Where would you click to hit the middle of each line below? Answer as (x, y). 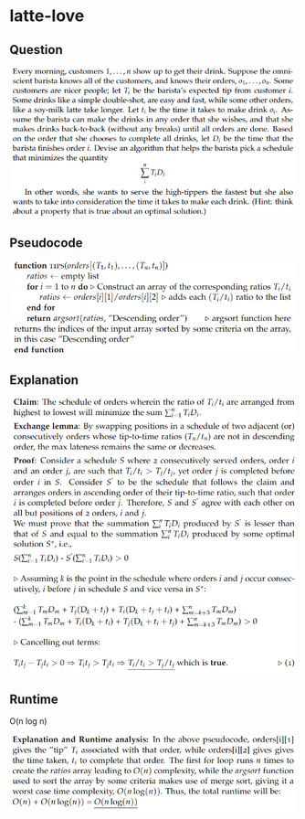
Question (36, 50)
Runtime (34, 699)
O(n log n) (28, 721)
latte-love (47, 16)
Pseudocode (47, 243)
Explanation (44, 380)
